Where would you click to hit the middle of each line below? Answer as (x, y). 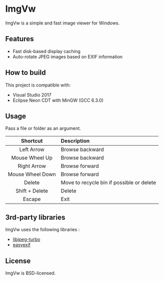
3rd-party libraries (35, 217)
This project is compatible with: (38, 85)
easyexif (22, 245)
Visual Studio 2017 (32, 95)
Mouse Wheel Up (32, 158)
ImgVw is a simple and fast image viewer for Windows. (63, 23)
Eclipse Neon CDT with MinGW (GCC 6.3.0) (58, 100)
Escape (32, 199)
